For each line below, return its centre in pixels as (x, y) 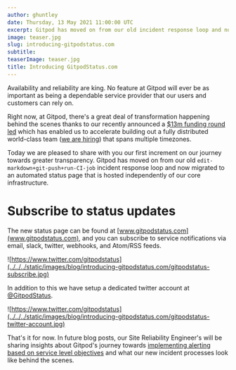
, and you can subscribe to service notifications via (152, 238)
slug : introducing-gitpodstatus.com (61, 45)
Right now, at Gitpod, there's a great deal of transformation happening (109, 116)
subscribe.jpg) (28, 274)
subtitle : (22, 52)
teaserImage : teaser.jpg (44, 60)
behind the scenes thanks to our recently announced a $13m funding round (116, 124)
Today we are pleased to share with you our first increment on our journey (114, 152)
